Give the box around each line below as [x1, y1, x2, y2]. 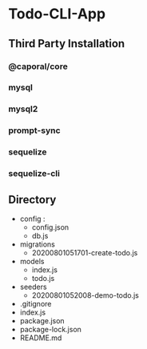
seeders [19, 282, 47, 291]
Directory [8, 193, 57, 207]
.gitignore [19, 299, 52, 308]
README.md [19, 333, 62, 343]
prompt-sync [8, 125, 62, 136]
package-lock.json [19, 324, 82, 334]
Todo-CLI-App [8, 5, 106, 23]
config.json [31, 222, 70, 232]
